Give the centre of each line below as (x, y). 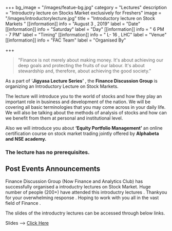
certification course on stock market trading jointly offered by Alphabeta (82, 133)
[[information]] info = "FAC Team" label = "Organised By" (66, 40)
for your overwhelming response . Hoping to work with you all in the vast (82, 198)
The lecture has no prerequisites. (47, 152)
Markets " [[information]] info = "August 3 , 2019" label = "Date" (73, 24)
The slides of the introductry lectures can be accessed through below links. (85, 213)
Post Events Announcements (53, 169)
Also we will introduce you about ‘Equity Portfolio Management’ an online (84, 128)
